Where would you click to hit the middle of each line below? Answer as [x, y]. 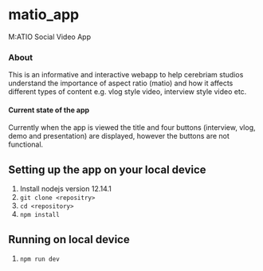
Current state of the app [49, 110]
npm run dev [39, 259]
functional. [26, 144]
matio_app [44, 15]
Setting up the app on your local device [107, 169]
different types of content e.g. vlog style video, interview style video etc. [128, 92]
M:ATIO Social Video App [50, 37]
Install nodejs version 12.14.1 [65, 189]
